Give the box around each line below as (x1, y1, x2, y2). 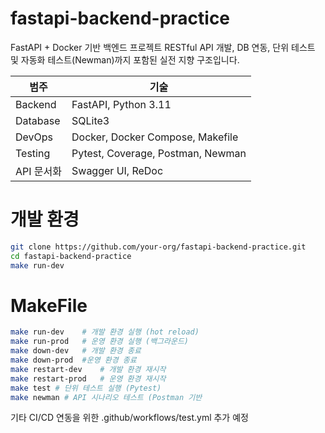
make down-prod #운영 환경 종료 (10, 355, 137, 366)
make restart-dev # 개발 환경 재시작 (10, 364, 167, 374)
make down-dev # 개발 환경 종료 (10, 346, 142, 356)
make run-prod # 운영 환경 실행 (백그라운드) (10, 337, 189, 347)
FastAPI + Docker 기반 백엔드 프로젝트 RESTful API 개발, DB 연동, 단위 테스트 (10, 41, 316, 53)
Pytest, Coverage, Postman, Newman (71, 146, 247, 160)
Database (15, 113, 61, 127)
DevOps (15, 130, 54, 144)
